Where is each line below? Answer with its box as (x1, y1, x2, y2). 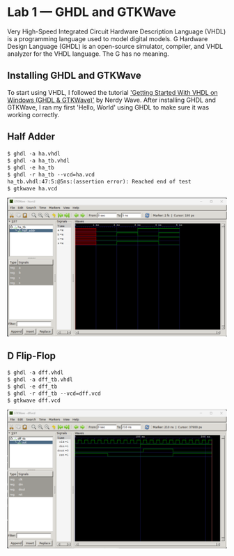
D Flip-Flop (7, 350, 56, 361)
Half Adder (7, 130, 56, 143)
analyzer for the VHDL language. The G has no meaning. (7, 50, 169, 58)
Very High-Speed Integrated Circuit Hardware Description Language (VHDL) (7, 27, 226, 36)
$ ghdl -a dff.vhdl (7, 369, 64, 377)
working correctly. (7, 110, 60, 119)
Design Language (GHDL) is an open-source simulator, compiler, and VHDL (7, 42, 224, 50)
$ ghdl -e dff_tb (7, 383, 58, 391)
